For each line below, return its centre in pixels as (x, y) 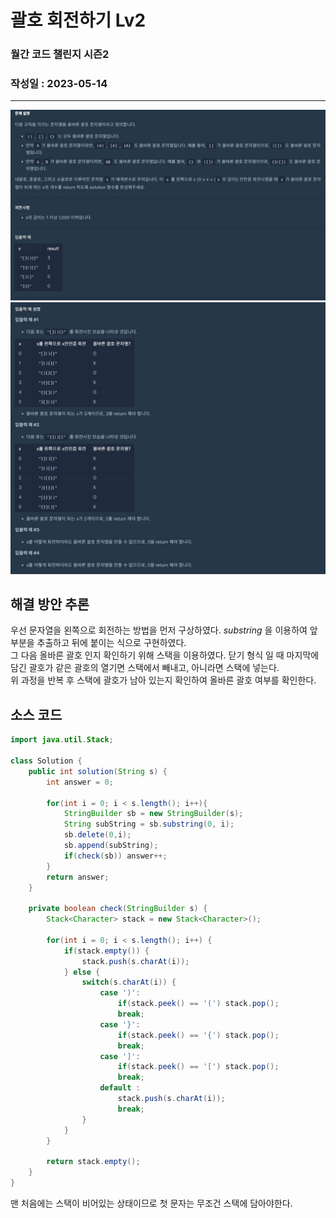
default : (120, 1088)
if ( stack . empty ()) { (106, 951)
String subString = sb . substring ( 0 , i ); (149, 824)
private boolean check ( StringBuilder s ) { (118, 909)
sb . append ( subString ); (111, 846)
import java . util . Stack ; (62, 740)
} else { (82, 972)
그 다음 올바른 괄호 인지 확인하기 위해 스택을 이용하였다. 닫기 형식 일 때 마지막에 (165, 655)
